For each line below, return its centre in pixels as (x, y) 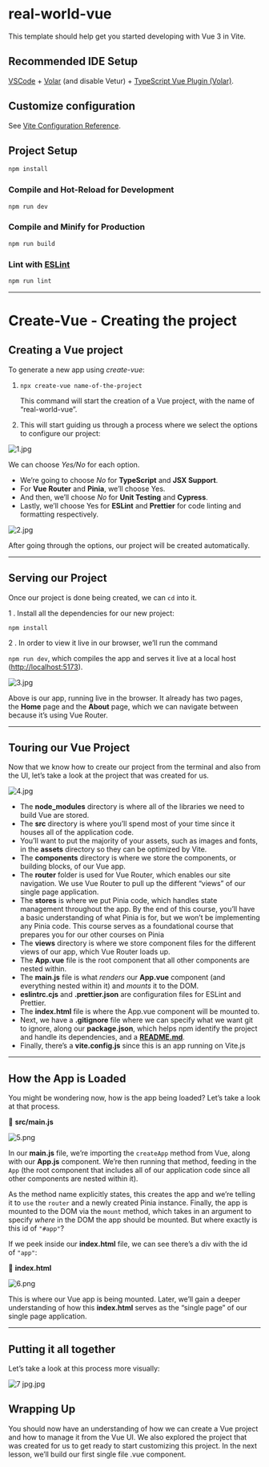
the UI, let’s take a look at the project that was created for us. (109, 775)
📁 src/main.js (31, 1122)
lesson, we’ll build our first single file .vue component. (97, 1454)
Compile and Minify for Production (77, 227)
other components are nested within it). (73, 1179)
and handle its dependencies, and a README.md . (102, 1037)
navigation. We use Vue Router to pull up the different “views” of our (132, 884)
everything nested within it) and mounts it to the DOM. (109, 986)
